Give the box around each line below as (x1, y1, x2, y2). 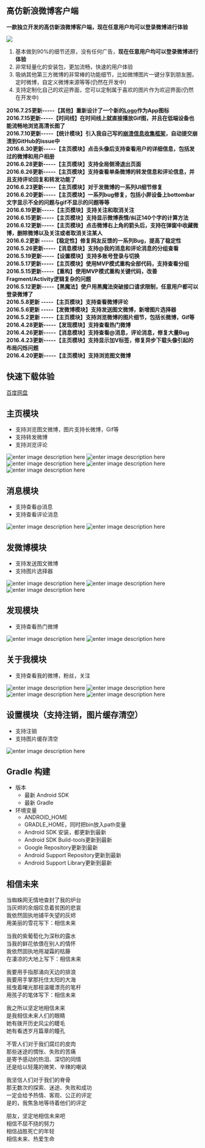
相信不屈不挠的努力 (6, 1120, 55, 1127)
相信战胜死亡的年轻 (6, 1128, 55, 1135)
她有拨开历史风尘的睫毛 (6, 1019, 65, 1027)
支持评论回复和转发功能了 (11, 175, 76, 183)
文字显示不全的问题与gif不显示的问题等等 (6, 198, 110, 206)
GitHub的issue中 (16, 137, 60, 145)
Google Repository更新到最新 (24, 844, 98, 852)
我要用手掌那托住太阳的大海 (6, 976, 76, 983)
